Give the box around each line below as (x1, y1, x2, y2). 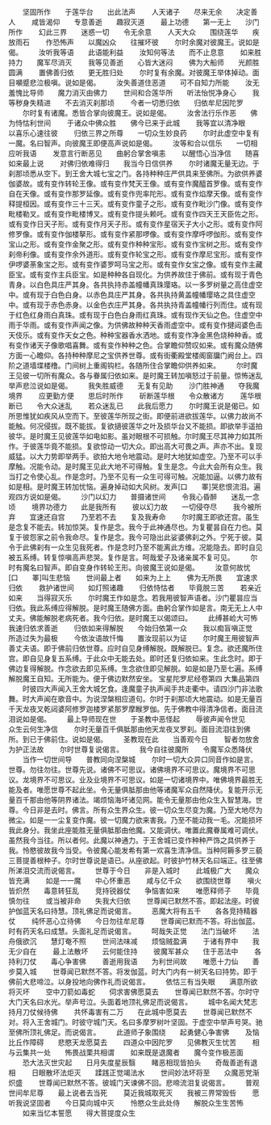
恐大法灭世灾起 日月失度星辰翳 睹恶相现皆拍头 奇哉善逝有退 (22, 1058, 258, 1067)
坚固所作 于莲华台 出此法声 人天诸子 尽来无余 (22, 7, 223, 16)
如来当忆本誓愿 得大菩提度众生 (22, 1108, 135, 1118)
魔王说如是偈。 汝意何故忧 (148, 562, 251, 572)
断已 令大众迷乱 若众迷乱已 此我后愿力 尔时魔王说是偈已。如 (8, 401, 260, 411)
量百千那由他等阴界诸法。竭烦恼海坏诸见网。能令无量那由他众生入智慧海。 (8, 795, 256, 804)
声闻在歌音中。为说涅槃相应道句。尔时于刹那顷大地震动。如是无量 (35, 694, 256, 703)
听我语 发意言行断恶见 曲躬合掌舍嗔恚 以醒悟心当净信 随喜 (15, 149, 260, 158)
